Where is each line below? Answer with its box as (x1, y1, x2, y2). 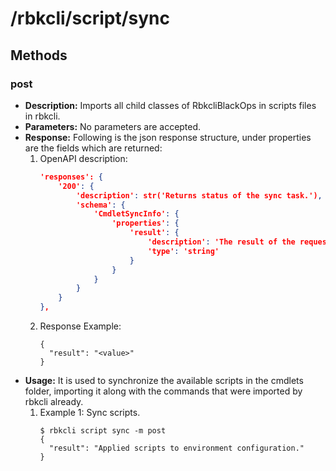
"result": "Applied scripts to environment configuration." (48, 443, 305, 453)
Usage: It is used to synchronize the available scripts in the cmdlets (24, 375, 304, 386)
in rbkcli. (24, 110, 61, 122)
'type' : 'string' (147, 246, 220, 256)
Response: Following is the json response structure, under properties (24, 131, 312, 143)
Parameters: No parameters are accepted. (24, 120, 202, 132)
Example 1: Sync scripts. (39, 407, 141, 418)
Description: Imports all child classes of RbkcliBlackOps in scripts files (24, 99, 317, 111)
